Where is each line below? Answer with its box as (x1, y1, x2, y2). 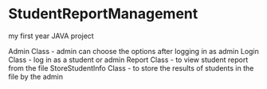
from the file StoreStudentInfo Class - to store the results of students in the (8, 63, 254, 72)
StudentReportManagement (8, 5, 198, 23)
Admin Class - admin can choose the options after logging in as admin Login (8, 46, 259, 56)
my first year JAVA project (8, 31, 94, 41)
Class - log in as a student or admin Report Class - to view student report (8, 55, 249, 64)
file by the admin (8, 72, 64, 81)
